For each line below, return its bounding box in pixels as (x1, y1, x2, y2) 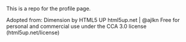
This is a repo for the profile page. (6, 5, 91, 12)
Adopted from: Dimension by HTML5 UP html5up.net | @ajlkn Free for (6, 17, 180, 23)
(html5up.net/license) (6, 29, 60, 36)
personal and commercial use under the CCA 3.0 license (6, 23, 147, 30)
